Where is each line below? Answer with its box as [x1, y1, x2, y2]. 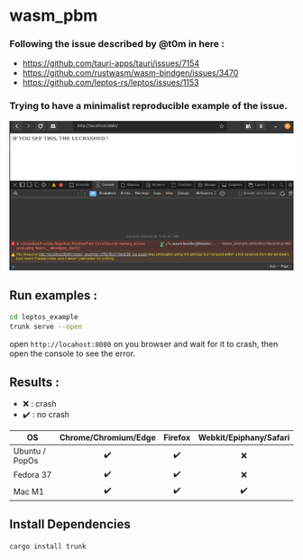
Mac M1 [13, 486, 44, 497]
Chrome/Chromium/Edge [59, 432, 156, 443]
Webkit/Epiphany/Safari [197, 432, 290, 443]
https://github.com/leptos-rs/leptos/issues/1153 [22, 78, 200, 88]
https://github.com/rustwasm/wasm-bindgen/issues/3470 [22, 68, 239, 78]
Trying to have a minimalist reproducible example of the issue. [9, 100, 289, 113]
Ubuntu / [13, 445, 47, 456]
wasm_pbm [9, 5, 98, 26]
